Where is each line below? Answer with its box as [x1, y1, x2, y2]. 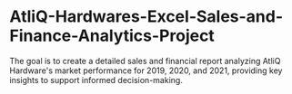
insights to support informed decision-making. [9, 74, 184, 85]
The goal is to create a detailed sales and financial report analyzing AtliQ [9, 55, 281, 66]
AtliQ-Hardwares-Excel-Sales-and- [9, 6, 284, 27]
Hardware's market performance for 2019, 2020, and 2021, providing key [9, 65, 283, 76]
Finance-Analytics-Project [9, 25, 216, 46]
